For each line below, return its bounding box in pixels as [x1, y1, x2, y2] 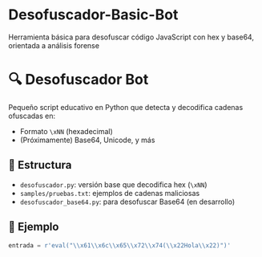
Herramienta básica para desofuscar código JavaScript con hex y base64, [8, 32, 255, 42]
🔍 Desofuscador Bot [8, 71, 149, 89]
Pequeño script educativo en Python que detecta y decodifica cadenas [8, 102, 244, 112]
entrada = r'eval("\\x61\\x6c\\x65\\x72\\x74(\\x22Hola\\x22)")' [8, 241, 231, 250]
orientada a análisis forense [8, 40, 100, 50]
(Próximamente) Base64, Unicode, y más [19, 135, 155, 145]
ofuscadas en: [8, 111, 56, 120]
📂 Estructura [8, 158, 72, 172]
